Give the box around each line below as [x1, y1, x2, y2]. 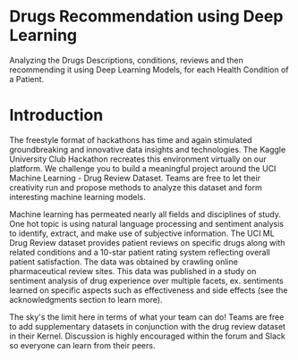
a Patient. [9, 73, 45, 84]
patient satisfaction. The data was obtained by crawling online [9, 256, 239, 267]
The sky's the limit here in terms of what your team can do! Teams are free [9, 311, 285, 322]
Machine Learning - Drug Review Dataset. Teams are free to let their [9, 172, 261, 183]
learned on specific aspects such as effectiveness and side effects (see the [9, 284, 288, 296]
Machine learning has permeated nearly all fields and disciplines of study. [9, 208, 282, 220]
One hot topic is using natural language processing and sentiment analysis [9, 218, 285, 229]
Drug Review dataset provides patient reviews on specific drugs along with [9, 237, 285, 247]
